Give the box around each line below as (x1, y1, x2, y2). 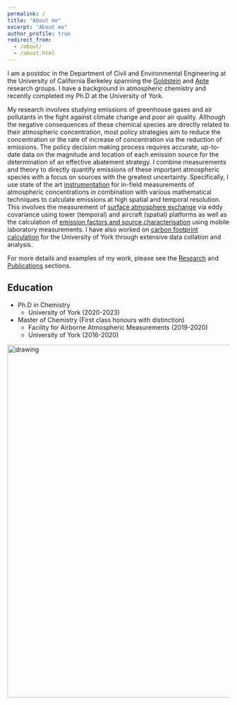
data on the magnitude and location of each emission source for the (21, 150, 219, 159)
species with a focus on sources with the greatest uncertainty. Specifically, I (7, 172, 229, 181)
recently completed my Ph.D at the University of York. (7, 91, 164, 100)
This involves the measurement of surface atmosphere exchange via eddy (7, 203, 224, 211)
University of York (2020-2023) (28, 308, 121, 316)
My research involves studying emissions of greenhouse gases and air (7, 105, 213, 114)
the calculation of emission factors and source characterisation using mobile (7, 217, 230, 226)
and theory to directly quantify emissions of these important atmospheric (7, 165, 220, 174)
